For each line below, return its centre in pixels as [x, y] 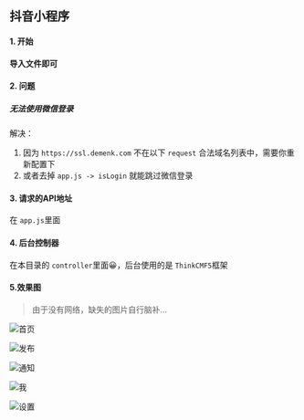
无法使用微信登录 [42, 109]
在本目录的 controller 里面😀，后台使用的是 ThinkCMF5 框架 [119, 265]
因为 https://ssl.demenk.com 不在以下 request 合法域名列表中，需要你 [155, 152]
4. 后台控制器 [34, 242]
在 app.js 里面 [35, 220]
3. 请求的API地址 [41, 198]
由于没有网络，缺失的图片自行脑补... [99, 310]
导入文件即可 [33, 63]
